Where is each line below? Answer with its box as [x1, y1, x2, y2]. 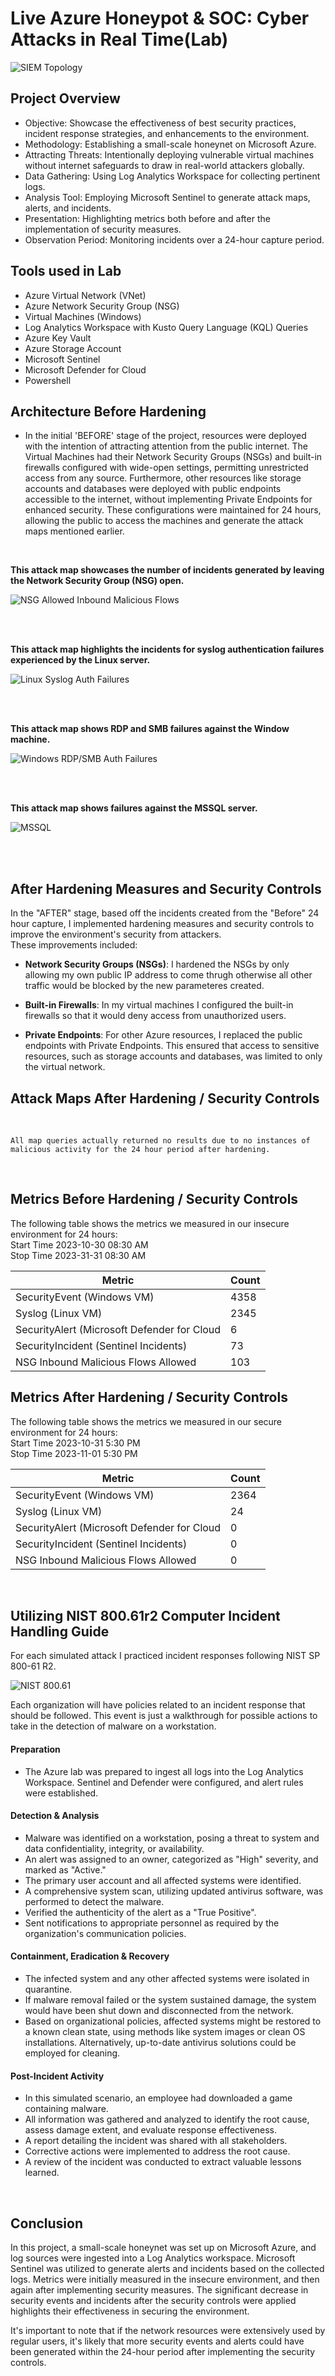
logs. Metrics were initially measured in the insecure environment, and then [10, 2273, 320, 2286]
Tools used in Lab [10, 263, 122, 280]
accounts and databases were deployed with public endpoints [24, 483, 282, 495]
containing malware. [24, 2103, 109, 2115]
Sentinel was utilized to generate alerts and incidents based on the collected [10, 2263, 325, 2275]
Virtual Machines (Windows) [24, 310, 142, 322]
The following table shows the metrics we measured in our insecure [10, 1217, 290, 1229]
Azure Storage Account [24, 342, 122, 354]
